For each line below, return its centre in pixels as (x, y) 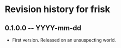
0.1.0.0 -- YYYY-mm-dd (43, 28)
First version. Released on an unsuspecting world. (64, 40)
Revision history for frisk (57, 9)
